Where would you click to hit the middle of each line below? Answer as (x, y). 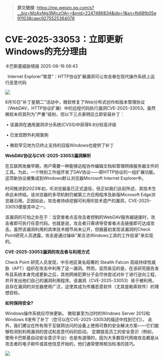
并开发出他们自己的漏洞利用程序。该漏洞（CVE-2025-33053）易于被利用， (81, 280)
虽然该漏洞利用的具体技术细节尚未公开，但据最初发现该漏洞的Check (82, 229)
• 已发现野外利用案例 (27, 135)
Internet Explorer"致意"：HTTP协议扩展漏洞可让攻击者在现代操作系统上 (79, 76)
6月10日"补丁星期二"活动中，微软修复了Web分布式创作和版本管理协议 (75, 102)
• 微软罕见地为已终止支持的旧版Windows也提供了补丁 (60, 145)
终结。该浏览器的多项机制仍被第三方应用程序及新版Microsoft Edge (84, 194)
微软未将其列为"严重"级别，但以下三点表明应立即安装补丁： (65, 114)
